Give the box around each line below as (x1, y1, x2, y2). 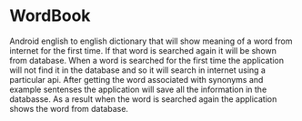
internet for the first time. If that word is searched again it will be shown (9, 45, 277, 55)
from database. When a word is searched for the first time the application (9, 55, 285, 66)
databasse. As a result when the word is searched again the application (9, 93, 277, 105)
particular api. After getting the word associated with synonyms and (9, 74, 264, 85)
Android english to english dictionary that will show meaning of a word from (9, 35, 293, 46)
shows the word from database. (9, 103, 129, 114)
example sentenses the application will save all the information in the (9, 84, 267, 95)
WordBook (9, 5, 91, 26)
